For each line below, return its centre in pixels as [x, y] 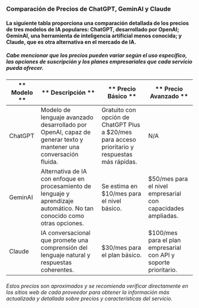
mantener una [60, 147]
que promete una [65, 240]
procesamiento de [66, 187]
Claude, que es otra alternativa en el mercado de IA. [71, 42]
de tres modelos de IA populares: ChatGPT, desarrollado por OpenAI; [93, 29]
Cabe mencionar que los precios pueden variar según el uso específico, [97, 56]
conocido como [62, 216]
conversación [60, 155]
